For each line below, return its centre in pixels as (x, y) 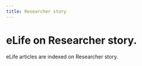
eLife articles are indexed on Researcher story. (62, 57)
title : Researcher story (36, 11)
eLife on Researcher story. (72, 40)
